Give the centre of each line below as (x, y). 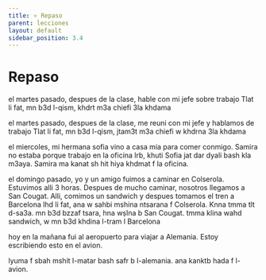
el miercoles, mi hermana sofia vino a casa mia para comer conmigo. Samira (133, 147)
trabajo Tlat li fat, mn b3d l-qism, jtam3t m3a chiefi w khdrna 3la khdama (127, 131)
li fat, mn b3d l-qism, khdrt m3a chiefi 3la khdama (90, 107)
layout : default (35, 30)
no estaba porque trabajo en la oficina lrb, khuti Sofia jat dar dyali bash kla (130, 155)
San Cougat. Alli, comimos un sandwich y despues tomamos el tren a (121, 196)
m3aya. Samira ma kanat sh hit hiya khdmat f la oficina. (98, 164)
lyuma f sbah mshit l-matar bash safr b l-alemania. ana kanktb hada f (121, 261)
